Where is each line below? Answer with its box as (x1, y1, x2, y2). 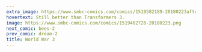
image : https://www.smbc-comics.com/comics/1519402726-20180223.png (6, 20, 182, 26)
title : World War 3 (6, 36, 55, 42)
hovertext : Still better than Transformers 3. (6, 14, 125, 20)
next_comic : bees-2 (6, 25, 55, 32)
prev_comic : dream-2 (6, 31, 58, 37)
